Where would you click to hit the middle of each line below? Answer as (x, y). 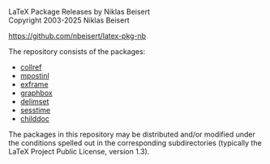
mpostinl (35, 76)
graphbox (36, 93)
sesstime (35, 110)
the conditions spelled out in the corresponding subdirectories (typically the (135, 143)
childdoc (35, 119)
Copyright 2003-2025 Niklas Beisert (69, 20)
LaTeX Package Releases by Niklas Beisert (79, 12)
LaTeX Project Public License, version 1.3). (79, 151)
